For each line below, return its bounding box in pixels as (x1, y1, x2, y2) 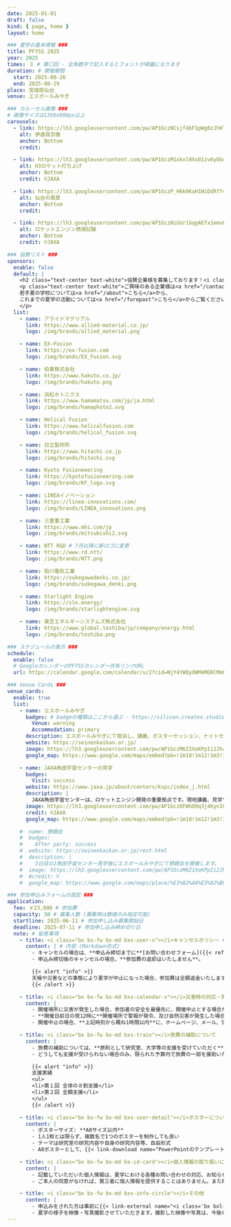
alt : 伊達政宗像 (19, 131, 60, 138)
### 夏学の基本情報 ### (7, 42, 68, 49)
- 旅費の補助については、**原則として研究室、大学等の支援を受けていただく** (32, 1044, 224, 1051)
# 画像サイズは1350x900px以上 (7, 112, 85, 119)
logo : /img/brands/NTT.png (25, 555, 103, 562)
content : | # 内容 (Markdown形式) (25, 943, 120, 950)
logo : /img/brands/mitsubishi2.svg (25, 530, 128, 537)
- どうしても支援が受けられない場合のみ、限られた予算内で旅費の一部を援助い (32, 1051, 222, 1058)
